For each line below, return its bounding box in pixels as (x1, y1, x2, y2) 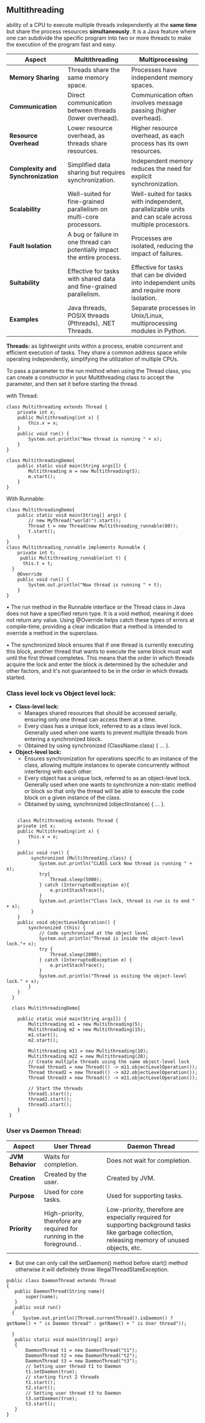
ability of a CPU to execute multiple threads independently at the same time (6, 21, 197, 28)
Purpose (9, 1192, 35, 1200)
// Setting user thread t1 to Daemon (25, 1364, 121, 1370)
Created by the (44, 1170, 87, 1179)
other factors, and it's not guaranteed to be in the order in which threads (6, 667, 188, 674)
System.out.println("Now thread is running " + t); (28, 582, 163, 588)
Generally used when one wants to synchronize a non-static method (24, 781, 196, 789)
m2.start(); (28, 1037, 59, 1043)
